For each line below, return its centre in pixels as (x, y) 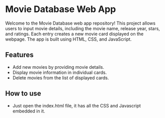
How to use (23, 94)
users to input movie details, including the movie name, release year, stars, (82, 28)
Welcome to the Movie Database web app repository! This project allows (80, 23)
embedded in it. (29, 111)
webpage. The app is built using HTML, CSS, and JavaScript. (68, 39)
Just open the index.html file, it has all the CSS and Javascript (76, 105)
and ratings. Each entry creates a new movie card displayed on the (74, 34)
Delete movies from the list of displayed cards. (61, 78)
